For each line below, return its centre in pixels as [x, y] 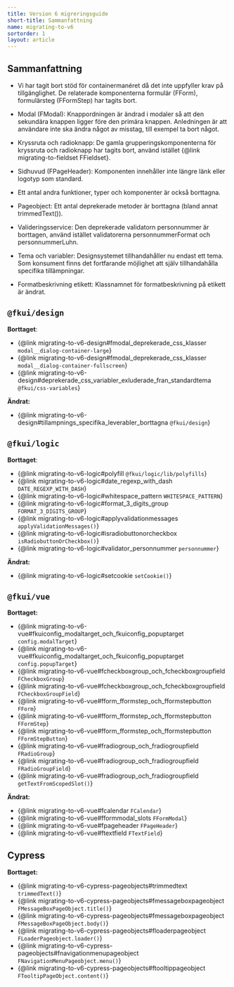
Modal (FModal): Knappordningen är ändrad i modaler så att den [111, 114]
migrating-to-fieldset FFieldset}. [64, 157]
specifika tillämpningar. [51, 270]
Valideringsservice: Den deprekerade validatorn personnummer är [113, 227]
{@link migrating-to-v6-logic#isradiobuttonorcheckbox [97, 533]
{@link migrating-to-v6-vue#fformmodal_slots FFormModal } [102, 818]
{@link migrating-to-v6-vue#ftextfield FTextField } [90, 833]
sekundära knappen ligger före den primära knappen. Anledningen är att [122, 121]
